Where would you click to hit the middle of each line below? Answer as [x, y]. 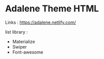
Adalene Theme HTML [52, 9]
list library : [17, 32]
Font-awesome [28, 52]
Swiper [20, 47]
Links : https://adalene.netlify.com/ [41, 22]
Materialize [24, 41]
